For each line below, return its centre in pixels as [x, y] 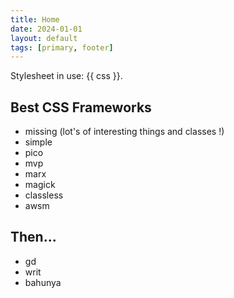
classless [44, 195]
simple [38, 142]
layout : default [44, 38]
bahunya [43, 282]
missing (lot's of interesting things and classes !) [124, 132]
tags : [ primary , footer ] [62, 47]
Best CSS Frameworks [81, 107]
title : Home [35, 19]
